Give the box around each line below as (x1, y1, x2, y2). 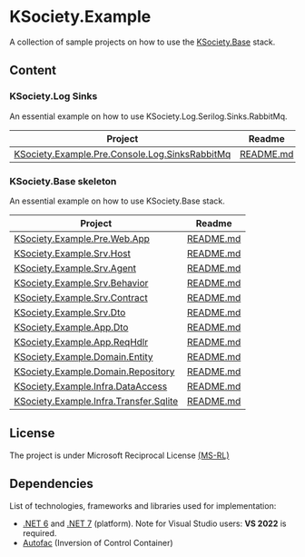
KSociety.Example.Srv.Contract (14, 291, 148, 303)
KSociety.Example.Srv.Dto (14, 306, 126, 319)
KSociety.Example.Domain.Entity (14, 350, 153, 363)
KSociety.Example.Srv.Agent (14, 262, 136, 274)
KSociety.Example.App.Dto (14, 321, 129, 333)
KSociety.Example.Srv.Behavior (14, 276, 149, 289)
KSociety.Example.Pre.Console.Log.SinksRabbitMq (14, 147, 231, 160)
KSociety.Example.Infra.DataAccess (14, 380, 168, 393)
